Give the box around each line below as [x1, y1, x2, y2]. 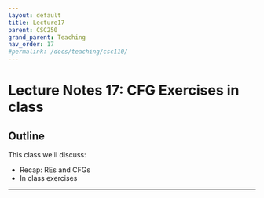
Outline [8, 129, 45, 142]
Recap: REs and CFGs [19, 165, 91, 175]
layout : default [8, 11, 61, 20]
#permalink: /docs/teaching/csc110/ [8, 48, 128, 56]
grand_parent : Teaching [8, 33, 86, 41]
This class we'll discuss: [8, 150, 86, 159]
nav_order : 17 [8, 41, 55, 49]
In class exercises [19, 174, 78, 182]
